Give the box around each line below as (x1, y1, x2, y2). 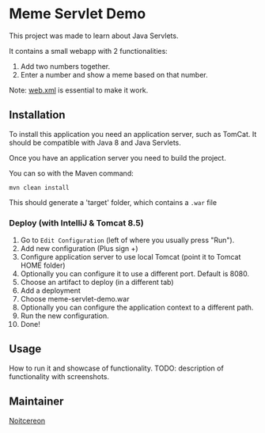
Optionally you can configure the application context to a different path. (20, 302, 254, 313)
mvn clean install (9, 184, 70, 192)
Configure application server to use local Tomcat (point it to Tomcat (20, 253, 241, 262)
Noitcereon (9, 416, 46, 425)
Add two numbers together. (20, 61, 111, 71)
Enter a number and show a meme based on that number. (20, 70, 208, 79)
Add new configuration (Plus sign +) (20, 244, 138, 253)
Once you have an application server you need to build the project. (9, 153, 226, 162)
